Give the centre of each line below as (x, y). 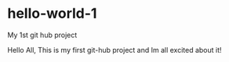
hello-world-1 (52, 14)
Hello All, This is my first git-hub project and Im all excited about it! (114, 50)
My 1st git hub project (42, 35)
